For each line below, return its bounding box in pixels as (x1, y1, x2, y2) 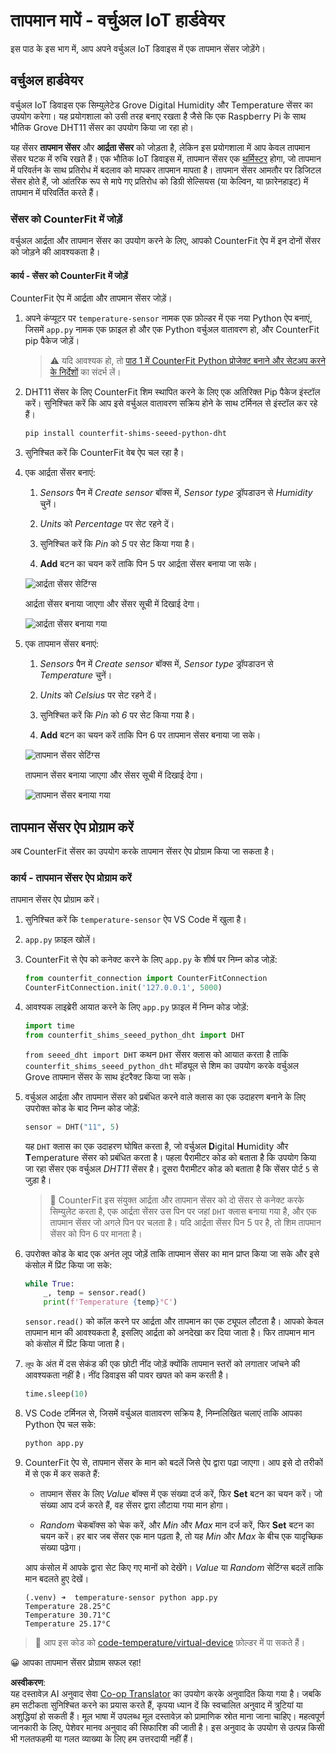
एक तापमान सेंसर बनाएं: (24, 638, 100, 650)
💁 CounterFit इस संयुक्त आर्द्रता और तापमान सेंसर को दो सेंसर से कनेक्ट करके (49, 1194, 305, 1206)
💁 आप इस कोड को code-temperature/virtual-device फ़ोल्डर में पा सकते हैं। (34, 1636, 306, 1648)
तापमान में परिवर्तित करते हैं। (10, 186, 100, 198)
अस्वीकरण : (10, 1676, 47, 1688)
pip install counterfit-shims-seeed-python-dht (24, 429, 227, 439)
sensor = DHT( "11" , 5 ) (24, 1122, 120, 1132)
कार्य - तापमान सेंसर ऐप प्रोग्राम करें (10, 870, 132, 884)
